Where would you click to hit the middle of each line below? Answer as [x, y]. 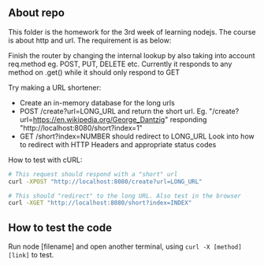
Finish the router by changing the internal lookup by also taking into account [132, 55]
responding [188, 119]
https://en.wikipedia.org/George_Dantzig [99, 119]
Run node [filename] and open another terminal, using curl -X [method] [125, 246]
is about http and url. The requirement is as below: [90, 40]
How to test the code [60, 227]
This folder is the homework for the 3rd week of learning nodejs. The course [132, 31]
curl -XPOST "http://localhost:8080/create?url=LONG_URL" [105, 181]
